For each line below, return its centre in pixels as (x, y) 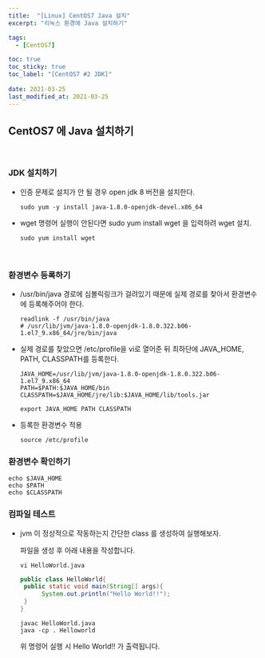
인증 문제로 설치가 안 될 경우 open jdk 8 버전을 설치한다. (107, 192)
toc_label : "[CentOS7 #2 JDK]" (60, 74)
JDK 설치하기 (33, 173)
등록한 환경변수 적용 (51, 425)
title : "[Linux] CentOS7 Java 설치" (69, 16)
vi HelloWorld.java (52, 565)
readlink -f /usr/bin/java (65, 319)
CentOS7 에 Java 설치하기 (71, 131)
